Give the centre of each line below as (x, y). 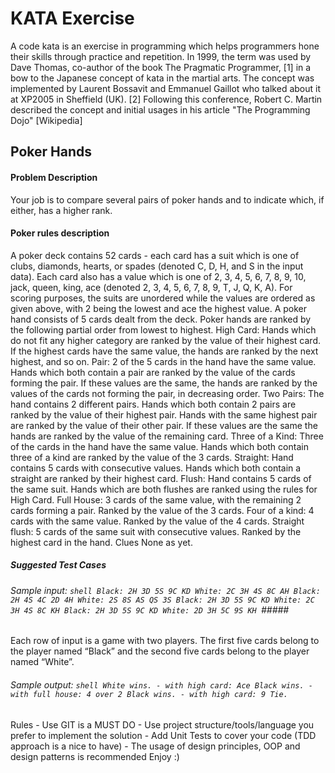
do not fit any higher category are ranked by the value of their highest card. (166, 340)
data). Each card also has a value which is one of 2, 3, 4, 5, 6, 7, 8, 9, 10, (158, 276)
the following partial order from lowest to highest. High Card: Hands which (163, 329)
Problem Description (54, 177)
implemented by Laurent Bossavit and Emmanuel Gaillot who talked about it (165, 88)
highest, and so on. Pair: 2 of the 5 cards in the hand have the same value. (163, 361)
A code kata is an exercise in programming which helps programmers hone (165, 46)
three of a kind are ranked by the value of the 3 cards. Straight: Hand (152, 457)
